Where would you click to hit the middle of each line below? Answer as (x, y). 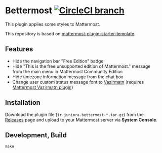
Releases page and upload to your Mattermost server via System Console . (81, 120)
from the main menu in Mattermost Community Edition (67, 71)
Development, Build (36, 135)
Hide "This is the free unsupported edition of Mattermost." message (81, 66)
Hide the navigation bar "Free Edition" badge (58, 61)
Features (19, 49)
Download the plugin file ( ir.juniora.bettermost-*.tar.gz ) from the (75, 114)
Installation (23, 103)
